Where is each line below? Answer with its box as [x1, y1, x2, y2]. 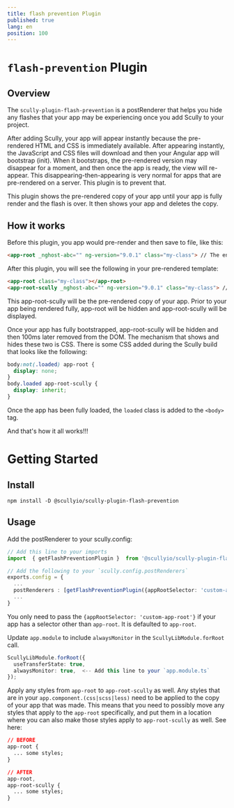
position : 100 [7, 29, 49, 37]
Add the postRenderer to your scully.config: [7, 535, 132, 543]
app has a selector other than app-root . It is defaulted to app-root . [7, 620, 197, 628]
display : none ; [13, 367, 58, 374]
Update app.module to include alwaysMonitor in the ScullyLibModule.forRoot [7, 633, 225, 641]
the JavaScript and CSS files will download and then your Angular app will [7, 149, 219, 158]
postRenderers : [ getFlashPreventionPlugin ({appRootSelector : [13, 587, 198, 594]
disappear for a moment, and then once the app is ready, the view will [7, 164, 208, 172]
